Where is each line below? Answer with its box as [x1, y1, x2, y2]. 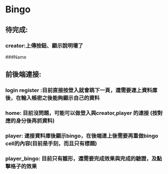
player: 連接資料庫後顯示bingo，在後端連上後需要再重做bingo [5, 132, 159, 140]
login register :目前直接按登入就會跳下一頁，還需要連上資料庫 [5, 87, 158, 94]
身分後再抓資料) [15, 117, 55, 124]
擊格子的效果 [5, 163, 37, 170]
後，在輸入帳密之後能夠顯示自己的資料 [5, 94, 100, 102]
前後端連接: [5, 70, 42, 79]
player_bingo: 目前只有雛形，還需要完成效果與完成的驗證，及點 [5, 155, 162, 162]
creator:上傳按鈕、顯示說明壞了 [5, 42, 83, 49]
